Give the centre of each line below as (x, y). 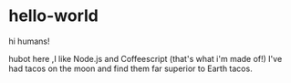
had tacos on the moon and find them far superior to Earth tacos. (130, 68)
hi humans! (29, 41)
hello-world (54, 16)
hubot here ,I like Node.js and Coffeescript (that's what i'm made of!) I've (145, 58)
